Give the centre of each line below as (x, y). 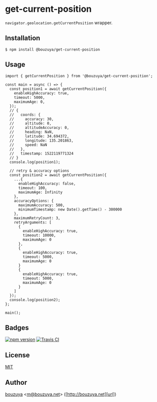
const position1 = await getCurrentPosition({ (58, 89)
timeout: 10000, (39, 235)
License (17, 355)
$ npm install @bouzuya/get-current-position (52, 49)
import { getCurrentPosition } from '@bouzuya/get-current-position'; (79, 76)
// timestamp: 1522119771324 (42, 154)
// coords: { (25, 115)
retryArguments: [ (33, 222)
